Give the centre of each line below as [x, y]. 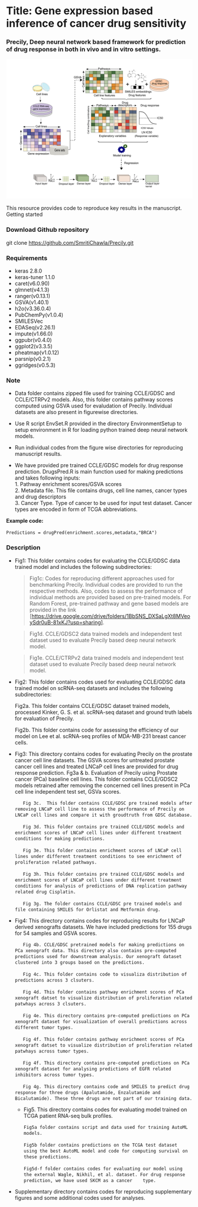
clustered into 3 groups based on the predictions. [79, 962]
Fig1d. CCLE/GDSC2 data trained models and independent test [106, 633]
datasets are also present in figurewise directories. [76, 412]
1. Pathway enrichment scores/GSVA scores [68, 484]
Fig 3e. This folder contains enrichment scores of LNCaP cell [102, 850]
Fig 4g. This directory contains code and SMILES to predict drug [106, 1086]
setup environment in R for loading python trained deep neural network [101, 430]
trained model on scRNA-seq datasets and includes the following [94, 688]
